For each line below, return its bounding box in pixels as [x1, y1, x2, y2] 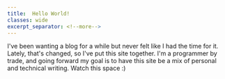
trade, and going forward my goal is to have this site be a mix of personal [7, 57, 217, 65]
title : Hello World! [7, 10, 70, 17]
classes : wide [7, 17, 49, 24]
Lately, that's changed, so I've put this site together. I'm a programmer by [7, 49, 217, 58]
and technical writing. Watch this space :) [7, 64, 126, 73]
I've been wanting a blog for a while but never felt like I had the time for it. [7, 42, 219, 51]
